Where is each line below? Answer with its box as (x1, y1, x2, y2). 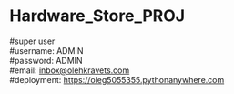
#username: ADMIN (9, 45, 84, 56)
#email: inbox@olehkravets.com (9, 65, 130, 76)
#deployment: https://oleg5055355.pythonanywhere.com (9, 74, 225, 85)
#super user (9, 36, 56, 47)
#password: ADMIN (9, 55, 84, 66)
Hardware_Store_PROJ (9, 5, 185, 26)
